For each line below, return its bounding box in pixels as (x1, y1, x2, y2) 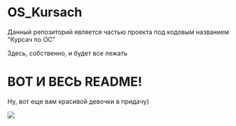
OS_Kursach (7, 4, 83, 21)
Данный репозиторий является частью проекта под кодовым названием (7, 28, 230, 36)
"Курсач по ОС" (7, 35, 55, 43)
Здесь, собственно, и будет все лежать (7, 49, 128, 57)
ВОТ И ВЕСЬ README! (7, 74, 143, 90)
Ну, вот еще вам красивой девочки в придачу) (7, 97, 149, 105)
